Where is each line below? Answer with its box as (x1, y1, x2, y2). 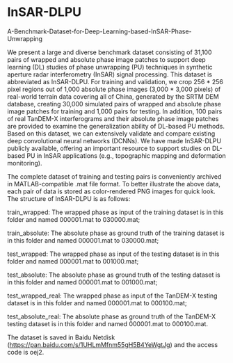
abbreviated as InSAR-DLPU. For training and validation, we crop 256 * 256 (7, 77, 224, 86)
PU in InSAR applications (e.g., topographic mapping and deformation (26, 151, 226, 160)
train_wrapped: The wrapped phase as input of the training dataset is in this (7, 208, 224, 216)
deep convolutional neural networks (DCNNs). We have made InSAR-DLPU (7, 136, 221, 145)
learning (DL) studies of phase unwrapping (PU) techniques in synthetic (7, 63, 214, 71)
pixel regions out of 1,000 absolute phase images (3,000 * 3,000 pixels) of (7, 85, 221, 93)
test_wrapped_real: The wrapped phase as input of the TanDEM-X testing (7, 291, 218, 300)
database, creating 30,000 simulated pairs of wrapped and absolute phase (7, 99, 221, 108)
